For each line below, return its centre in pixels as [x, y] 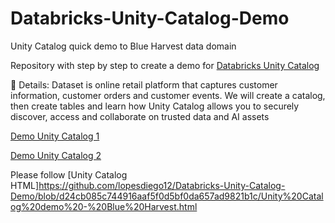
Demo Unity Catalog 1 [55, 136]
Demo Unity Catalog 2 [56, 155]
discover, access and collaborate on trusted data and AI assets [140, 116]
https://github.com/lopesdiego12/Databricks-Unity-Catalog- [162, 185]
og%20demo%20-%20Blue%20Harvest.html [104, 206]
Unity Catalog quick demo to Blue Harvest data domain [123, 46]
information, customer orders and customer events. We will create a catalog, [168, 95]
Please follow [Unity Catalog [69, 174]
